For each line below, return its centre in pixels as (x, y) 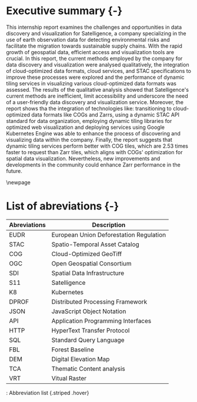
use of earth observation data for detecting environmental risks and (88, 39)
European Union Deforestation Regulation (109, 235)
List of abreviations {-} (63, 206)
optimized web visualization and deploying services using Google (85, 127)
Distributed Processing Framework (99, 301)
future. (14, 171)
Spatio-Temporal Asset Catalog (95, 244)
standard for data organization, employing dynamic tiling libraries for (89, 121)
